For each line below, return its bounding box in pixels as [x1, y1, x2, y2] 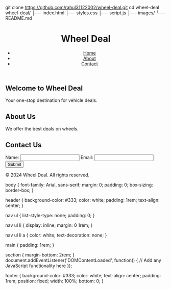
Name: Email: [5, 154, 93, 160]
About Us [5, 112, 36, 121]
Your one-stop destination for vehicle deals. [5, 97, 97, 103]
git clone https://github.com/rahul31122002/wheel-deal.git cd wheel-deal [5, 5, 160, 10]
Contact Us [5, 140, 42, 149]
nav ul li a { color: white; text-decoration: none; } [5, 232, 107, 238]
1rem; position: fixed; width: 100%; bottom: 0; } [5, 278, 104, 284]
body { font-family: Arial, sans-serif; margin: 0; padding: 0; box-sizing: [5, 181, 153, 188]
